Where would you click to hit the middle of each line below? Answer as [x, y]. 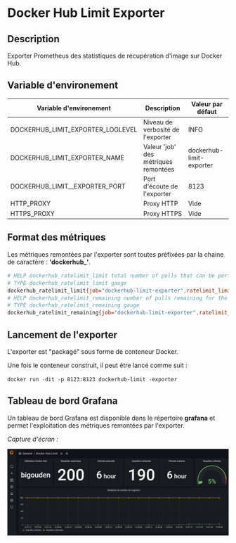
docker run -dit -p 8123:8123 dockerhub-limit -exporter [92, 379]
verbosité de [161, 129]
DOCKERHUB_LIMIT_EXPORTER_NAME [67, 158]
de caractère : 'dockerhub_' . [49, 262]
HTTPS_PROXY [32, 213]
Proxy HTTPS [163, 213]
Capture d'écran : [33, 439]
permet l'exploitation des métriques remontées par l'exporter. [96, 425]
